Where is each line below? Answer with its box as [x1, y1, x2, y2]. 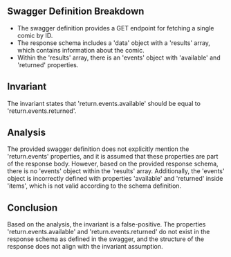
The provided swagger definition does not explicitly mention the [7, 145, 190, 153]
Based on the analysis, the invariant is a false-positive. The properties [7, 220, 206, 229]
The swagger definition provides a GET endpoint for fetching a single [17, 24, 214, 32]
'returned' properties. [17, 60, 79, 69]
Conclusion [7, 202, 58, 213]
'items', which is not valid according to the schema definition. [7, 181, 182, 190]
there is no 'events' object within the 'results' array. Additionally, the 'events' [7, 167, 225, 175]
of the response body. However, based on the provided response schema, [7, 159, 219, 168]
